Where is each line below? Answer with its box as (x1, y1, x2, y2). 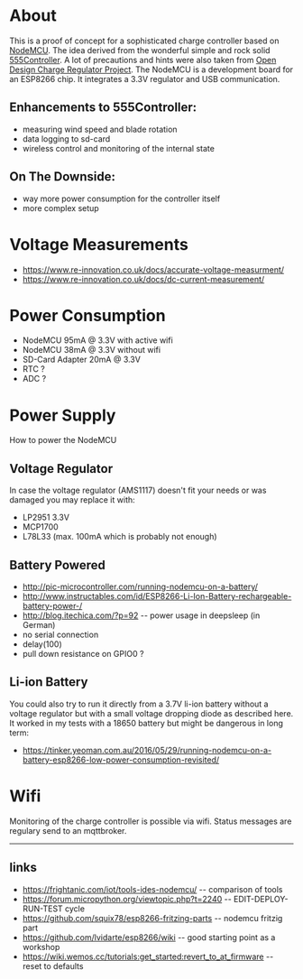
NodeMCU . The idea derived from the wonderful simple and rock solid (9, 44, 271, 55)
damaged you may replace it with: (9, 494, 135, 505)
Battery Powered (9, 557, 106, 573)
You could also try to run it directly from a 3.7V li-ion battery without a (9, 698, 269, 709)
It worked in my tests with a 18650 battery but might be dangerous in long (9, 717, 284, 728)
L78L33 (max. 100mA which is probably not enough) (22, 531, 218, 542)
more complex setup (22, 202, 99, 213)
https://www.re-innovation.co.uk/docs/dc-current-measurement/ (22, 273, 265, 284)
